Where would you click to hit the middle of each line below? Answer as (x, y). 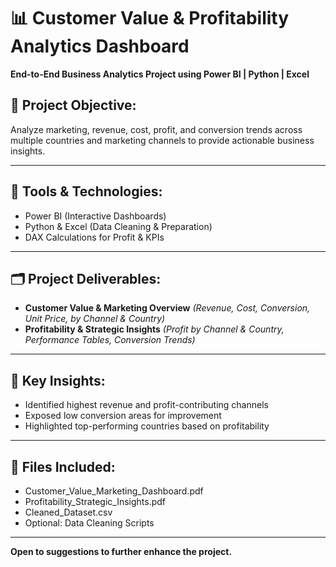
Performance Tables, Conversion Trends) (110, 340)
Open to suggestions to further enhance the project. (121, 551)
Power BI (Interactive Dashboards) (95, 216)
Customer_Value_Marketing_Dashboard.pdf (114, 491)
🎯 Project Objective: (73, 105)
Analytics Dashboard (100, 46)
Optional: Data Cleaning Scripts (89, 523)
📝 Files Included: (63, 466)
